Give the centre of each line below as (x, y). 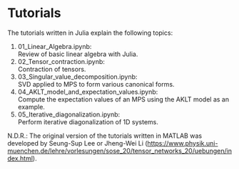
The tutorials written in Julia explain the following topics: (90, 33)
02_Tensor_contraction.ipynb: (61, 61)
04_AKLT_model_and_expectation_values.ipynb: (88, 92)
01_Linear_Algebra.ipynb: (55, 46)
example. (31, 107)
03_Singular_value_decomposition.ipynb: (77, 77)
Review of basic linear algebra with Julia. (78, 54)
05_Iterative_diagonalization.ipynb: (69, 114)
